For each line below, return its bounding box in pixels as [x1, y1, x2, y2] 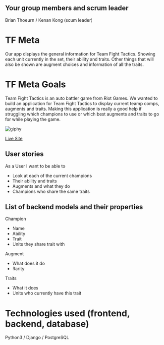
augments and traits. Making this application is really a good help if [5, 106, 142, 112]
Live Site [5, 135, 23, 141]
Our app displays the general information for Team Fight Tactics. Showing [5, 51, 156, 57]
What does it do [12, 260, 45, 267]
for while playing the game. [5, 116, 61, 122]
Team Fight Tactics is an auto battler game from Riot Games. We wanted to [5, 95, 158, 101]
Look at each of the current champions [12, 172, 92, 178]
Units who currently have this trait [12, 290, 82, 296]
